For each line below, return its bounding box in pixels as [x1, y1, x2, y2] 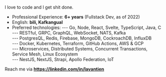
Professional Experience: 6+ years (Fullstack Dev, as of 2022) [11, 14, 140, 19]
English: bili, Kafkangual [11, 19, 63, 25]
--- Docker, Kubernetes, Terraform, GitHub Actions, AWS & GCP [11, 40, 144, 46]
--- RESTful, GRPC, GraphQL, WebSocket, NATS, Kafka [11, 30, 126, 35]
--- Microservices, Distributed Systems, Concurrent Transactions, [11, 46, 148, 51]
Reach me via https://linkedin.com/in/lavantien [4, 66, 104, 72]
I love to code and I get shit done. [4, 4, 73, 10]
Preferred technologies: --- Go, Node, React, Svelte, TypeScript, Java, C [11, 24, 161, 30]
